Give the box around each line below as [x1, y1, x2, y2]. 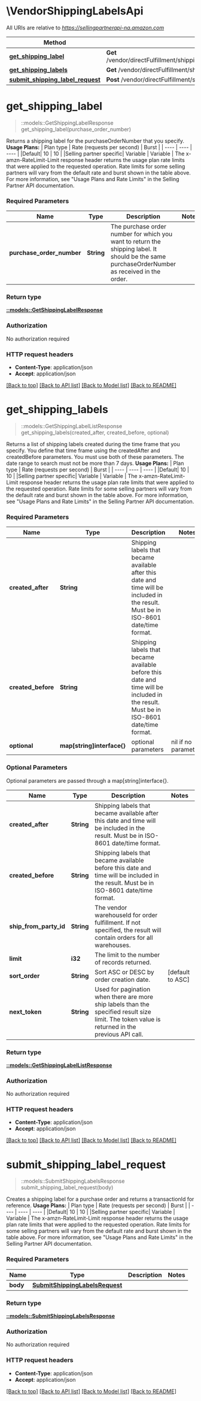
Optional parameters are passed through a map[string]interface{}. [6, 777, 169, 784]
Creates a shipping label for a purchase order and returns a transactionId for [6, 1195, 194, 1203]
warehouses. [95, 940, 131, 949]
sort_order [9, 972, 40, 980]
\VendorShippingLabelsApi [6, 4, 144, 18]
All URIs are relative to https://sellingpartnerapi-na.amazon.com [6, 24, 165, 31]
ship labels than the [95, 1000, 150, 1008]
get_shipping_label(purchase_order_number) [20, 125, 132, 133]
